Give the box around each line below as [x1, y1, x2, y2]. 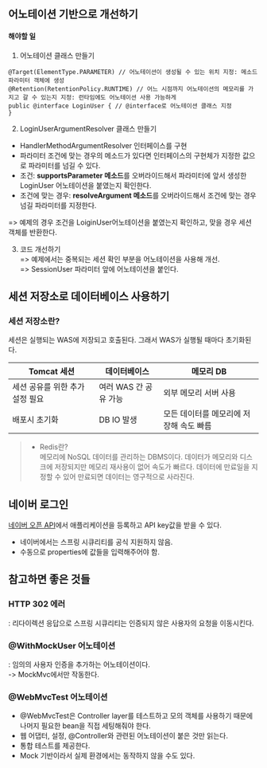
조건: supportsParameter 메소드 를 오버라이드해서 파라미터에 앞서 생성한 [19, 170, 247, 180]
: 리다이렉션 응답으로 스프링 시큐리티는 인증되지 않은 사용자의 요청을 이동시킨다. [8, 618, 254, 628]
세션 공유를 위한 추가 [12, 382, 85, 393]
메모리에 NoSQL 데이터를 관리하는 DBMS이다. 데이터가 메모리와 [39, 453, 238, 462]
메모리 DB [191, 366, 227, 377]
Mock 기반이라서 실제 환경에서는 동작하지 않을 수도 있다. [19, 751, 195, 761]
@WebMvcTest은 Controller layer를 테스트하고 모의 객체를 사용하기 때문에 [19, 711, 253, 721]
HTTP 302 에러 [8, 598, 66, 609]
